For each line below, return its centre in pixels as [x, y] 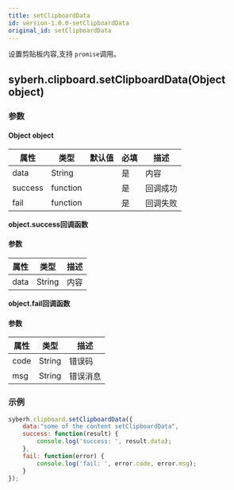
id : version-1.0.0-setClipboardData [69, 23]
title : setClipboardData [49, 16]
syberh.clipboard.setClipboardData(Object [117, 79]
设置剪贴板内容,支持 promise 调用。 [65, 54]
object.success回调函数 [48, 224]
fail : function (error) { [63, 456]
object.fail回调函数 [39, 304]
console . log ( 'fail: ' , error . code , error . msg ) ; [117, 463]
